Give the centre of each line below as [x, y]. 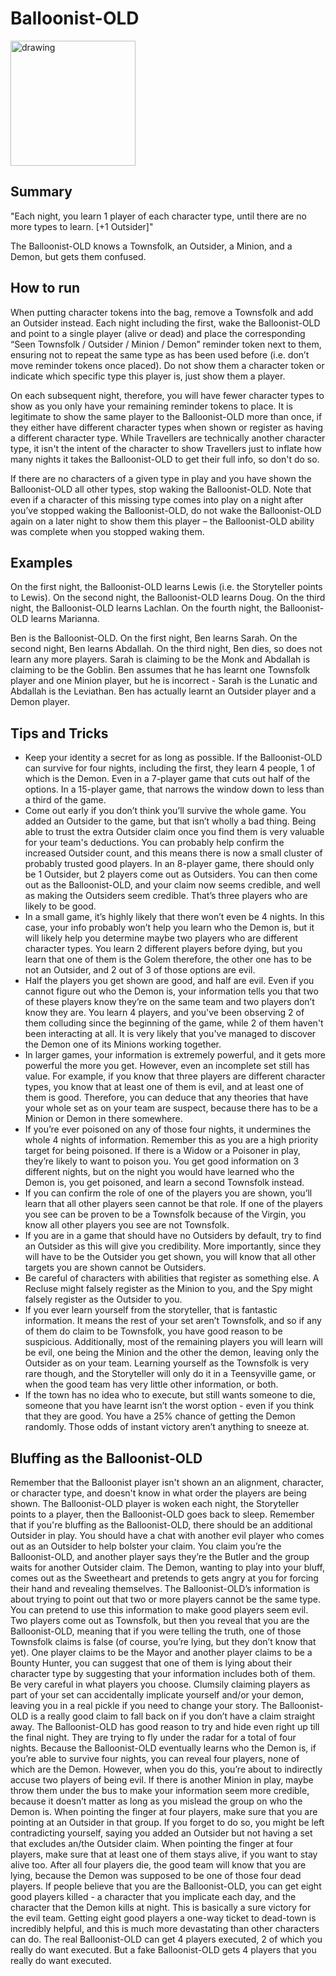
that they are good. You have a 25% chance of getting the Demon [160, 1416]
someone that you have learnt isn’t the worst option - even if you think [169, 1406]
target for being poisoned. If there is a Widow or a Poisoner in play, [162, 1151]
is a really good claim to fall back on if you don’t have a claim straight [173, 1716]
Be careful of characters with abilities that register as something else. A [172, 1278]
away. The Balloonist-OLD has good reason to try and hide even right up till [165, 1726]
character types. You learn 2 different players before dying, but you [163, 949]
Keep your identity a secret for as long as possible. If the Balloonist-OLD [173, 758]
